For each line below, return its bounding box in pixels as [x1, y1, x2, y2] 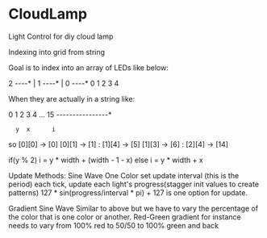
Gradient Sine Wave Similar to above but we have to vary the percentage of [8, 203, 259, 213]
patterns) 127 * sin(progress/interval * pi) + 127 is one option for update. [8, 187, 248, 198]
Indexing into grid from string [8, 47, 106, 56]
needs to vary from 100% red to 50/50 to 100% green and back [8, 220, 219, 230]
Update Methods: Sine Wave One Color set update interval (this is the [8, 170, 240, 180]
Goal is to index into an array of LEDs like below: [8, 62, 169, 73]
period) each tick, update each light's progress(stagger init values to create [8, 179, 260, 189]
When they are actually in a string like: [8, 94, 136, 103]
